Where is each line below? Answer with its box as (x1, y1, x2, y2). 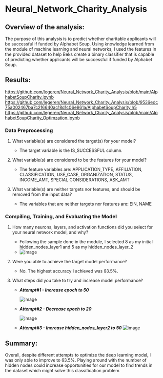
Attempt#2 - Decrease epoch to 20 (19, 306, 92, 312)
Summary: (5, 339, 38, 347)
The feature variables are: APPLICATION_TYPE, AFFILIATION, (19, 167, 143, 172)
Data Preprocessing (5, 127, 53, 134)
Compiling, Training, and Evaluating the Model (5, 213, 117, 220)
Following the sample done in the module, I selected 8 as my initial (19, 239, 153, 245)
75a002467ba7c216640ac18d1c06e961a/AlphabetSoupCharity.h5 (5, 104, 137, 110)
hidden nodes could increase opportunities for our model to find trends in (5, 362, 153, 368)
